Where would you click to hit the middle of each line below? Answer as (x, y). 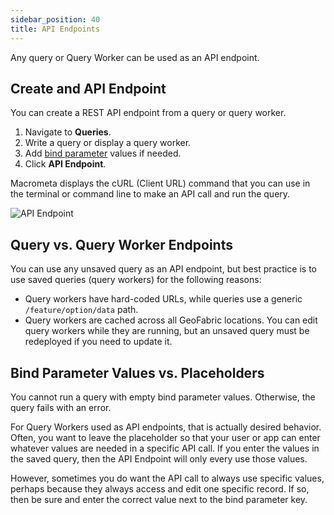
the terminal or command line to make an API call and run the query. (150, 194)
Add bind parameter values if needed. (103, 153)
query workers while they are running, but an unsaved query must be (167, 331)
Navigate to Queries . (68, 132)
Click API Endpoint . (65, 164)
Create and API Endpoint (88, 88)
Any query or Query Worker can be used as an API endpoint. (135, 57)
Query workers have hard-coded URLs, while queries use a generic (163, 299)
